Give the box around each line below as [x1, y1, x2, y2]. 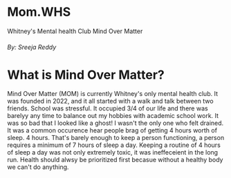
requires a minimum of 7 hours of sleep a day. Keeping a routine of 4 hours [7, 141, 221, 149]
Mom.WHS [7, 4, 71, 20]
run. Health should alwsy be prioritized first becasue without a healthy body [7, 156, 223, 164]
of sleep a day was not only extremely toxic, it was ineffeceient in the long [7, 148, 219, 157]
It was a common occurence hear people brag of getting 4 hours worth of [7, 126, 218, 135]
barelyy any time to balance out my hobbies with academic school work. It [7, 112, 219, 120]
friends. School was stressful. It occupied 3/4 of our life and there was [7, 104, 209, 112]
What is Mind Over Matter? [7, 67, 165, 83]
